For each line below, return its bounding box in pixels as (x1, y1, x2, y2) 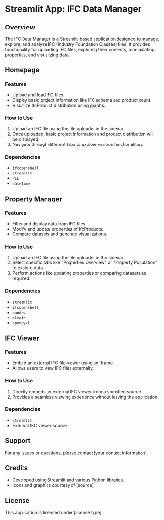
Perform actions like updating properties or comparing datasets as (12, 270, 146, 276)
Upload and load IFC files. (12, 92, 65, 98)
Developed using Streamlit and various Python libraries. (12, 477, 125, 483)
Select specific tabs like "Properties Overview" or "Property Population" (12, 260, 158, 266)
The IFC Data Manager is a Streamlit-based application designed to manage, (5, 36, 160, 42)
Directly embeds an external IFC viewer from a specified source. (12, 388, 142, 394)
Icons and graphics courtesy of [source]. (12, 482, 95, 488)
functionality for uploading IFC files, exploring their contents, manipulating (5, 47, 155, 52)
